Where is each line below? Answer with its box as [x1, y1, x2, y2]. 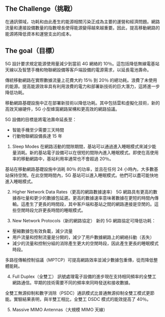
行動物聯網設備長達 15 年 [12, 133, 62, 139]
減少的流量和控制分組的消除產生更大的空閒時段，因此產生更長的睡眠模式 [12, 240, 159, 246]
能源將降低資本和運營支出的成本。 [5, 31, 74, 37]
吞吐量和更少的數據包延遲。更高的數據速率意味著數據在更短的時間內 [16, 195, 155, 201]
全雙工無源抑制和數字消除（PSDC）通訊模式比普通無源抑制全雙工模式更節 [5, 290, 155, 296]
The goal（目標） [5, 47, 58, 55]
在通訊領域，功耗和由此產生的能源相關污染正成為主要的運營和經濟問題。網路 [5, 19, 160, 25]
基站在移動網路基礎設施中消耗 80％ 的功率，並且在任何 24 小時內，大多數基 [5, 166, 159, 172]
